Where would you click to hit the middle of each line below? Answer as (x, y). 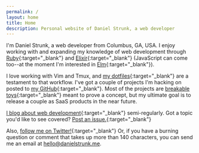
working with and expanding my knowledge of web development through (96, 52)
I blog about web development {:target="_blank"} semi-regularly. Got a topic (99, 113)
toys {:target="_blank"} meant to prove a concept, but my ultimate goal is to (99, 95)
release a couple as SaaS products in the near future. (72, 102)
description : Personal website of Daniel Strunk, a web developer (91, 28)
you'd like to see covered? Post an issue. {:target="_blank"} (79, 120)
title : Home (21, 23)
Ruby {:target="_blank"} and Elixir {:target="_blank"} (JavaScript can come (97, 58)
